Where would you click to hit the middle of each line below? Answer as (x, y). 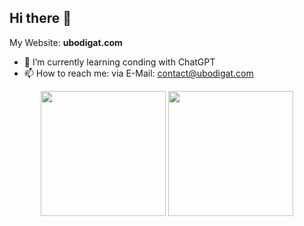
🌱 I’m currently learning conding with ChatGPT (119, 62)
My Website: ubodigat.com (66, 42)
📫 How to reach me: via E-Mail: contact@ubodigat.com (138, 73)
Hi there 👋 (40, 18)
